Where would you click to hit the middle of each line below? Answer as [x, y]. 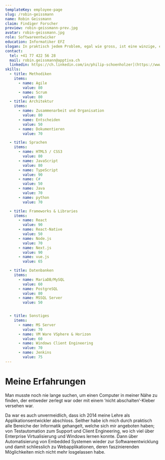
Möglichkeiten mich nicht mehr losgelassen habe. [55, 452]
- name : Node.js [35, 238]
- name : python [34, 197]
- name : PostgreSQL [38, 289]
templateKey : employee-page [34, 10]
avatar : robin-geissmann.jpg [35, 33]
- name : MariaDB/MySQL [41, 279]
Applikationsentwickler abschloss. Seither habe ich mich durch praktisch [79, 421]
